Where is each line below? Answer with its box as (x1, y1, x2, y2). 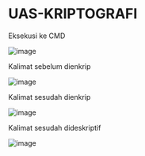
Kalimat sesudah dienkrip (8, 92, 91, 101)
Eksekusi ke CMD (8, 31, 66, 40)
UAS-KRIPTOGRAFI (8, 5, 138, 23)
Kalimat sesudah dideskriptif (8, 123, 101, 132)
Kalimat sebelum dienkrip (8, 61, 91, 71)
